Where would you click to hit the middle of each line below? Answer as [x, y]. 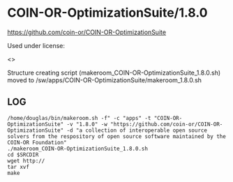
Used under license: [36, 45]
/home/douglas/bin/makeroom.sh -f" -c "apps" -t [79, 118]
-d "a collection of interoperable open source [137, 130]
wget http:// [26, 161]
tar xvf [18, 167]
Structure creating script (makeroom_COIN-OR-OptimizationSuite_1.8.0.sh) [114, 73]
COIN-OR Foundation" [37, 142]
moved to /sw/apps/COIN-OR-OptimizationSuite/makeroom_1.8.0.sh [105, 80]
